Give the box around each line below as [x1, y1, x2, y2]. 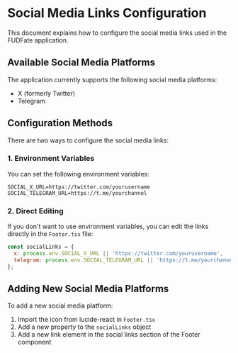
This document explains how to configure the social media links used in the [7, 28, 227, 37]
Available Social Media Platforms [7, 57, 156, 69]
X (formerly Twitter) [17, 89, 76, 97]
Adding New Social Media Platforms [7, 283, 169, 295]
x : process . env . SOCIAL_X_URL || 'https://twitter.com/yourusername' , [13, 250, 223, 257]
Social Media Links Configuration [7, 5, 207, 21]
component [17, 338, 52, 347]
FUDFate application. [7, 35, 69, 44]
